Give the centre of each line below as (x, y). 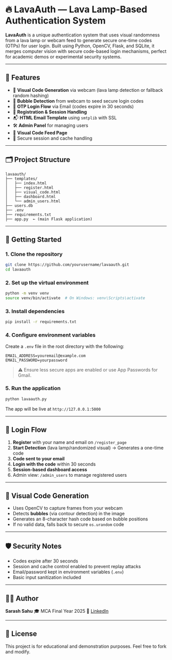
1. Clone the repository (34, 254)
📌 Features (23, 78)
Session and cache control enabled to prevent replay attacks (77, 567)
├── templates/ (21, 179)
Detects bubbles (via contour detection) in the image (69, 514)
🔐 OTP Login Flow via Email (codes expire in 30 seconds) (73, 106)
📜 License (21, 634)
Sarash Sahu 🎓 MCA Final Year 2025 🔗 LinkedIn (57, 611)
